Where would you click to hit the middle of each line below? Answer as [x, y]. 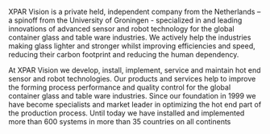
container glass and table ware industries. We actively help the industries [130, 37]
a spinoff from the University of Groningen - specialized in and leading [125, 20]
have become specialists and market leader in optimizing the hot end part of [135, 105]
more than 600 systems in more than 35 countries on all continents [120, 121]
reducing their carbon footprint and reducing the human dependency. [124, 54]
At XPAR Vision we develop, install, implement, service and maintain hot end [135, 70]
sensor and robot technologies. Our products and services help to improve [132, 79]
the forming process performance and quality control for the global [120, 87]
